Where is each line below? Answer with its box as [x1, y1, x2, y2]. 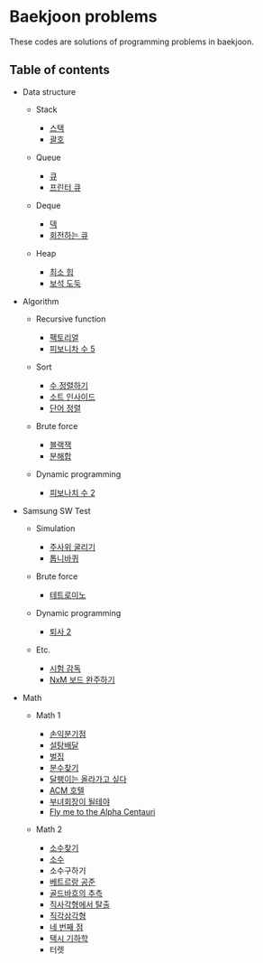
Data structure [22, 86, 77, 97]
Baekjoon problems [9, 6, 158, 27]
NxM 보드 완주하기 [49, 674, 115, 685]
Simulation [35, 522, 76, 534]
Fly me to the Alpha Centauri [49, 806, 156, 817]
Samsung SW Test [22, 505, 92, 516]
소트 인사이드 [49, 391, 96, 402]
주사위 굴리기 [49, 541, 96, 552]
